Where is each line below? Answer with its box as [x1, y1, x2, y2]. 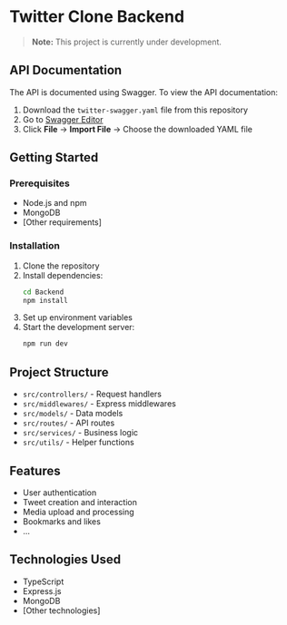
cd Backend [22, 288, 64, 297]
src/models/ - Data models [22, 408, 124, 419]
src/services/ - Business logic [22, 427, 139, 438]
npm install [22, 296, 68, 305]
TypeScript [22, 576, 64, 587]
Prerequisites [9, 177, 70, 190]
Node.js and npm [22, 198, 87, 209]
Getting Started [9, 150, 99, 165]
